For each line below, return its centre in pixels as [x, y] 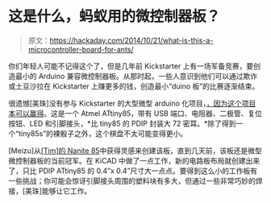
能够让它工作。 [67, 191]
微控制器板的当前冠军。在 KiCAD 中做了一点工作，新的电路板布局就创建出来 [134, 160]
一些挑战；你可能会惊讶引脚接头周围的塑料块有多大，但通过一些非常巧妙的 [132, 180]
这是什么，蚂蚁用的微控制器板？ [115, 17]
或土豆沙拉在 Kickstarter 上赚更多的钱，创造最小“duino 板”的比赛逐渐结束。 [134, 86]
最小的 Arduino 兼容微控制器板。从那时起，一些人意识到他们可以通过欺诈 [136, 76]
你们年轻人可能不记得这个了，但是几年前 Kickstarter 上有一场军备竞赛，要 [131, 66]
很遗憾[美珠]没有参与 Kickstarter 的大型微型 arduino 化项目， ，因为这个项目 [132, 103]
